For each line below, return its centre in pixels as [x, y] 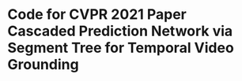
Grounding [43, 65]
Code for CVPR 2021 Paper [97, 15]
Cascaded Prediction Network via [120, 31]
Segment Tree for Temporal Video [121, 48]
